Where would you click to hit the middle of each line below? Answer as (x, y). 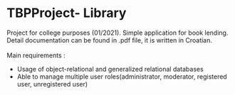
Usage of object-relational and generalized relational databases (110, 69)
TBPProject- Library (67, 13)
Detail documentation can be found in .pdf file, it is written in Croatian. (110, 40)
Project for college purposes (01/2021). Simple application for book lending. (117, 33)
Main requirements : (36, 55)
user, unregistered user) (52, 84)
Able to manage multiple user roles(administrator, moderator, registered (122, 77)
